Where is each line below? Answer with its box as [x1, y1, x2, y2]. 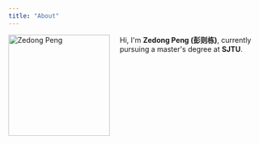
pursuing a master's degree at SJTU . [120, 44, 243, 53]
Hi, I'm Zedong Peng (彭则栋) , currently [120, 35, 252, 44]
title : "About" [8, 11, 60, 20]
